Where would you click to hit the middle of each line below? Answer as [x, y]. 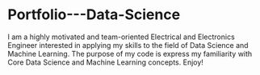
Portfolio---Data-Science [94, 15]
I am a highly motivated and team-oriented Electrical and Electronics [121, 37]
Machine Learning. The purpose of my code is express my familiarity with [130, 53]
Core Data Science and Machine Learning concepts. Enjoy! [105, 62]
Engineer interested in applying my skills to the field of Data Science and [128, 45]
